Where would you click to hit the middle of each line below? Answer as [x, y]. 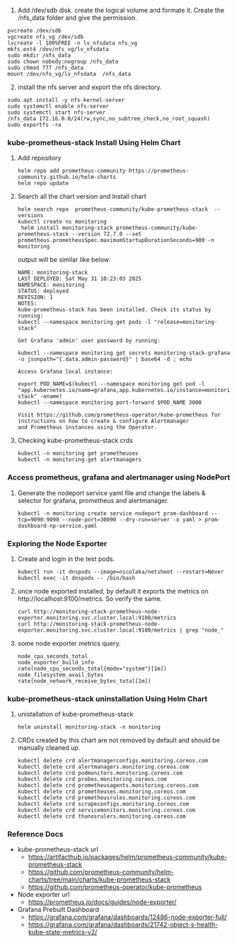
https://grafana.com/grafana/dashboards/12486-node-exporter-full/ [128, 917]
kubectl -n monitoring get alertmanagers [79, 460]
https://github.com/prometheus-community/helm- [101, 872]
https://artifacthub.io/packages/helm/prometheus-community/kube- [128, 857]
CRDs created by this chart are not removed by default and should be [119, 740]
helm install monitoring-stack [67, 228]
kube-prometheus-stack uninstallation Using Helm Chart [107, 698]
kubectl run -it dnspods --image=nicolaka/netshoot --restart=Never [121, 572]
